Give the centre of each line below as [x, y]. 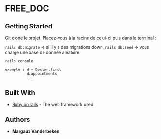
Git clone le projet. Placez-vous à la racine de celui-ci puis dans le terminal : [80, 38]
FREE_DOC [27, 8]
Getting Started [29, 26]
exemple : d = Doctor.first [33, 69]
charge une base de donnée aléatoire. [43, 52]
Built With [20, 93]
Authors [18, 119]
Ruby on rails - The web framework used [53, 104]
